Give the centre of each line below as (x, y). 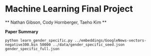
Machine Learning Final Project (69, 9)
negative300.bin (21, 44)
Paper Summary (22, 31)
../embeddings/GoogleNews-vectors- (110, 40)
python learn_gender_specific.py (39, 40)
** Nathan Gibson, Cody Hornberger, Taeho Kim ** (56, 22)
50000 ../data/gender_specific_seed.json (82, 44)
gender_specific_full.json (32, 49)
